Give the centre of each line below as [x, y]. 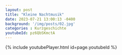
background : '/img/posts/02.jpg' [40, 24]
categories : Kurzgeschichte [36, 28]
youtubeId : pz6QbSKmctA [30, 33]
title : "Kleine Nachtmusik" [35, 14]
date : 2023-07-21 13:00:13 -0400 [40, 19]
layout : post [19, 10]
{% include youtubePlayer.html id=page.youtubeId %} [61, 47]
